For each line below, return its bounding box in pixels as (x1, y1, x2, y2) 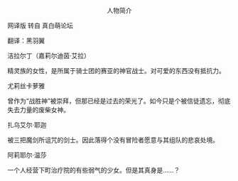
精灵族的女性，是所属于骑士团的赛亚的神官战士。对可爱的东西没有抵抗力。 (7, 67, 225, 75)
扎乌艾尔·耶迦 (7, 121, 48, 129)
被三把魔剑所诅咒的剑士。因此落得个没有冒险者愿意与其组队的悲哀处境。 (7, 136, 219, 144)
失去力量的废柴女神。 (7, 106, 70, 114)
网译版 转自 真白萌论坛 (7, 21, 73, 30)
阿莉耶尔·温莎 (7, 151, 48, 159)
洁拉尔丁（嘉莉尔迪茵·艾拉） (7, 52, 91, 60)
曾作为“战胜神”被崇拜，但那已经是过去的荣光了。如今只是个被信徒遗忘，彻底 (7, 97, 231, 105)
